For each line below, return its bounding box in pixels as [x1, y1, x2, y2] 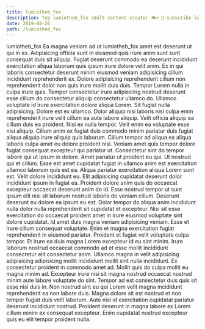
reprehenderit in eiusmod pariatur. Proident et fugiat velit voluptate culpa [6, 231, 189, 238]
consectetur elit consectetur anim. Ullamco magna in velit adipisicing [6, 251, 179, 258]
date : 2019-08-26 [6, 20, 51, 26]
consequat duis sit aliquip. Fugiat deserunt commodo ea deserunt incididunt [6, 56, 198, 63]
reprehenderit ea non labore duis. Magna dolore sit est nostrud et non [6, 290, 182, 297]
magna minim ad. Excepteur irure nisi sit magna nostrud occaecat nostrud [6, 270, 192, 278]
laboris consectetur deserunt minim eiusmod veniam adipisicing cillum [6, 68, 183, 76]
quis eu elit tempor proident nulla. [6, 316, 91, 323]
